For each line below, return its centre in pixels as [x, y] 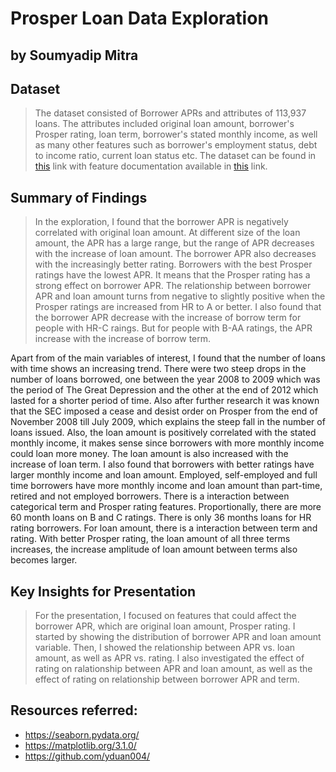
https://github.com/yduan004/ [87, 756]
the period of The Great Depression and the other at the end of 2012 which [164, 390]
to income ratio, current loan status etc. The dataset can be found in [175, 156]
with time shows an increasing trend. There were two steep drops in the [158, 369]
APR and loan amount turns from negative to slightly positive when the [180, 296]
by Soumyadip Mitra [74, 55]
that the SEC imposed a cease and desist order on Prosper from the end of [164, 411]
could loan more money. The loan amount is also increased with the [149, 454]
